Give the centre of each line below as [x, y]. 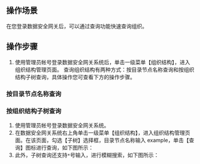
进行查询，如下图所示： [64, 147]
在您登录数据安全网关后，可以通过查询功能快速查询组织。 [77, 26]
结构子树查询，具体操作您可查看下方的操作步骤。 [75, 77]
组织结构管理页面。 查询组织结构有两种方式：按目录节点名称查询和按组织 [104, 70]
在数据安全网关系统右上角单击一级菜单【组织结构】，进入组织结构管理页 [102, 133]
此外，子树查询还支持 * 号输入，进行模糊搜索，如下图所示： [87, 155]
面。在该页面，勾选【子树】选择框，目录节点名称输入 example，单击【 [102, 140]
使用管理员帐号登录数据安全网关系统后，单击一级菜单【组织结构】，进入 [102, 62]
